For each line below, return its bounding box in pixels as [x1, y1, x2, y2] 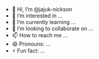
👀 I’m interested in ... [11, 12, 63, 19]
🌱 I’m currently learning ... [11, 19, 76, 25]
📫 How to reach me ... [11, 32, 68, 39]
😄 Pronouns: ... [11, 40, 51, 48]
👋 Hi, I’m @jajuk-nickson [11, 6, 73, 13]
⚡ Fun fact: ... [11, 47, 45, 54]
